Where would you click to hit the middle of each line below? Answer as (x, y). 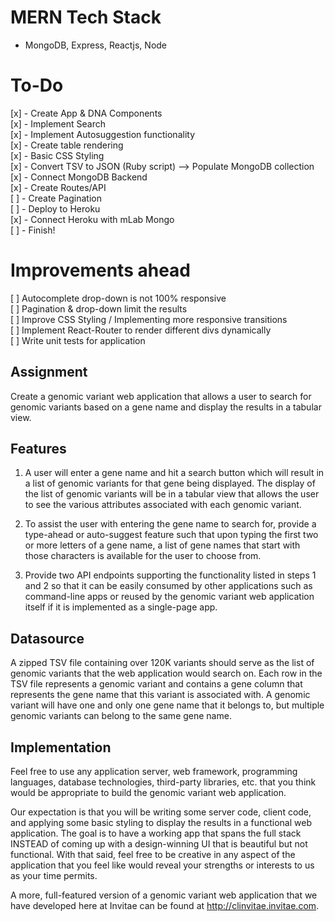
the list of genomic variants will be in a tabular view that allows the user (172, 494)
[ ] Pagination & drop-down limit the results (99, 308)
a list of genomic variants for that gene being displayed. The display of (170, 483)
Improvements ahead (100, 270)
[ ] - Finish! (33, 230)
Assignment (49, 372)
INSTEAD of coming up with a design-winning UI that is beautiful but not (159, 844)
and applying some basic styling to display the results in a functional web (161, 823)
